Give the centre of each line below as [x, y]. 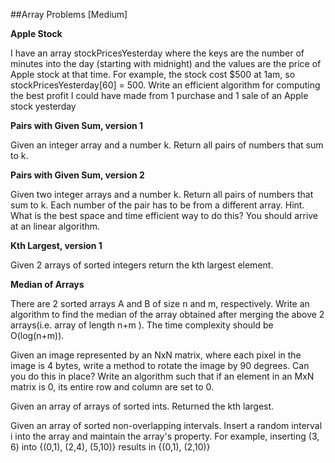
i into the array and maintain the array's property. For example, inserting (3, [165, 436]
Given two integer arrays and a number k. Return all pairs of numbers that [162, 194]
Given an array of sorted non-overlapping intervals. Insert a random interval [166, 425]
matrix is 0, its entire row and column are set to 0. [112, 387]
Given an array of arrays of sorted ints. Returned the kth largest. [142, 406]
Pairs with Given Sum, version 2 [77, 175]
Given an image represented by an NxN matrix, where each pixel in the [156, 355]
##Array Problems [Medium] [69, 14]
